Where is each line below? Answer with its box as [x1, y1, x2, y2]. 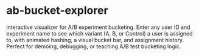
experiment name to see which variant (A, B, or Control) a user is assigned [6, 30, 193, 37]
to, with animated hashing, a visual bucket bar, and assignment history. [6, 36, 184, 43]
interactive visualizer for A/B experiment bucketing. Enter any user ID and [6, 23, 190, 31]
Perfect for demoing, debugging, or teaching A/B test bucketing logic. [6, 43, 181, 50]
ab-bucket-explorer [6, 4, 108, 17]
